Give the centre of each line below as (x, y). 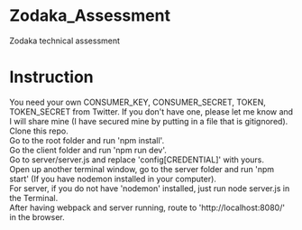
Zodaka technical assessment (64, 41)
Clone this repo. (39, 131)
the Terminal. (34, 198)
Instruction (51, 77)
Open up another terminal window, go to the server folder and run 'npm (142, 169)
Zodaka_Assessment (90, 16)
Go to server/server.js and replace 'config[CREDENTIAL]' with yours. (137, 160)
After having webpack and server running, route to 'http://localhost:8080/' (147, 207)
